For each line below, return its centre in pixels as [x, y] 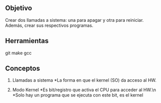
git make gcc [18, 53]
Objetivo [19, 8]
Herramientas [27, 41]
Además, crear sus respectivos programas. [49, 25]
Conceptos [23, 69]
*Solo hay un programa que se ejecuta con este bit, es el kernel [78, 95]
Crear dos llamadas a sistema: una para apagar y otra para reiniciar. [75, 20]
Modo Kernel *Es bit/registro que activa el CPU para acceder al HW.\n [84, 90]
